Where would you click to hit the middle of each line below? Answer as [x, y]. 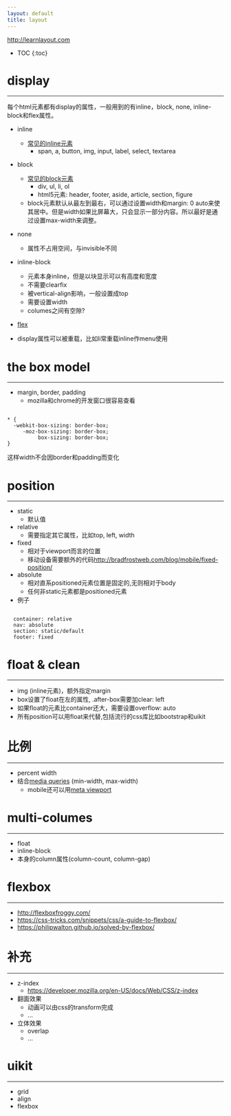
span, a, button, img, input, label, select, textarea [107, 151]
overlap [38, 1031]
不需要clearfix [47, 285]
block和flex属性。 [32, 116]
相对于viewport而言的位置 [64, 551]
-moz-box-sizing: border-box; [66, 432]
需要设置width [47, 302]
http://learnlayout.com [39, 39]
